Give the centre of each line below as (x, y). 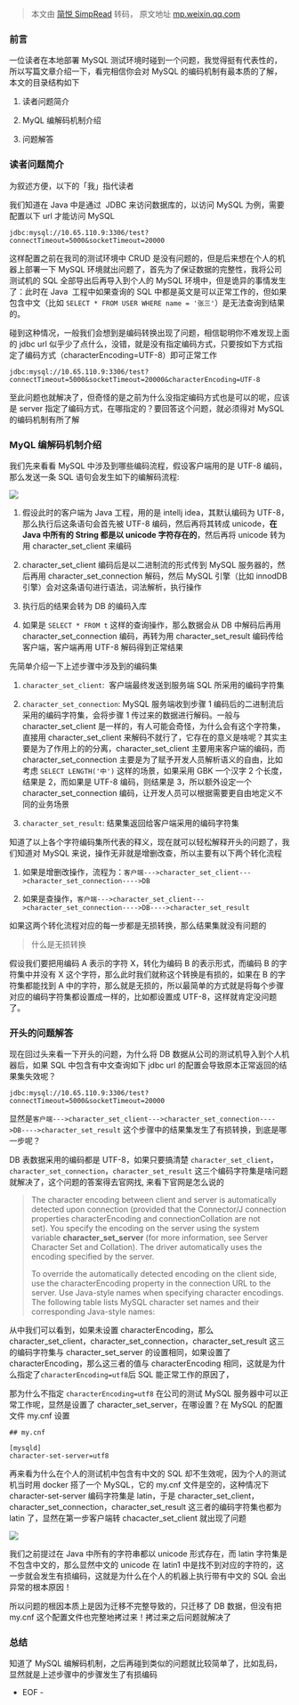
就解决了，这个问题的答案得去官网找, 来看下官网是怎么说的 (117, 1182)
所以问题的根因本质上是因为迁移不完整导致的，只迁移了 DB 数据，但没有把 (145, 1606)
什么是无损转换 (58, 944)
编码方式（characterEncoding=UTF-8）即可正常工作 (121, 354)
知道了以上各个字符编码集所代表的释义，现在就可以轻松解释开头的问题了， (145, 841)
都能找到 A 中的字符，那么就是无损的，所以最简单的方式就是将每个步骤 (154, 985)
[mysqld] (25, 1449)
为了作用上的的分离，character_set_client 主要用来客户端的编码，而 (162, 748)
